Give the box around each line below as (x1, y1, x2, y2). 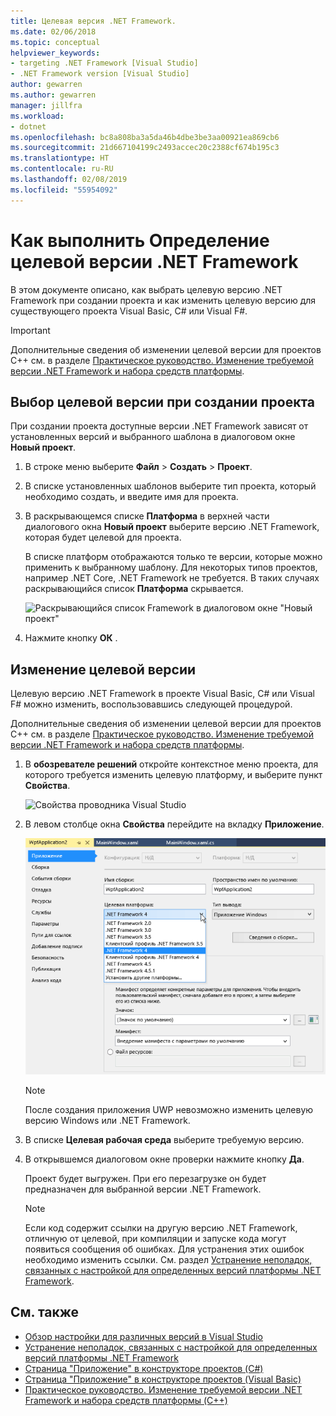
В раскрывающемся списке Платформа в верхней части (24, 510, 270, 522)
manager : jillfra (10, 100, 83, 110)
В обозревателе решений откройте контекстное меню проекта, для (24, 758, 319, 770)
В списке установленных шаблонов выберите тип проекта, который (24, 480, 317, 492)
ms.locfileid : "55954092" (10, 185, 118, 195)
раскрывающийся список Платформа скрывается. (24, 583, 244, 595)
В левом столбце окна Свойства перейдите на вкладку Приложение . (24, 818, 325, 830)
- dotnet (10, 121, 47, 132)
